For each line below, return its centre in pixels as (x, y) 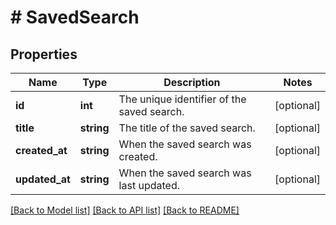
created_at (41, 150)
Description (192, 82)
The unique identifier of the (182, 99)
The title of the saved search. (187, 128)
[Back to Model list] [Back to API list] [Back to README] (125, 210)
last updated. (149, 185)
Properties (44, 54)
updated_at (43, 179)
